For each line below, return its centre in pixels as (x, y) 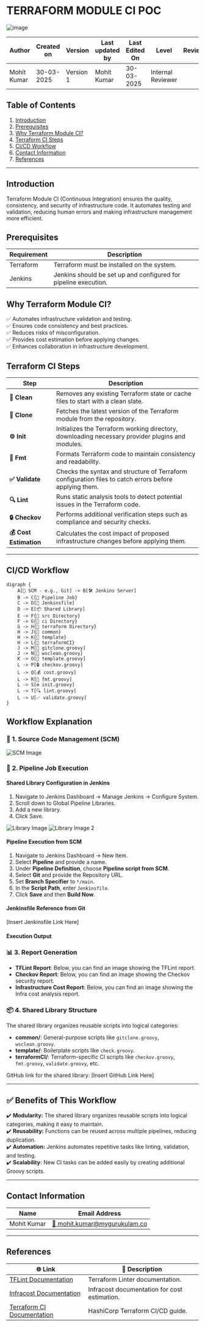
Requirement (28, 254)
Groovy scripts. (26, 1171)
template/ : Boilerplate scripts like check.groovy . (75, 1051)
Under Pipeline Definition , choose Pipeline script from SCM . (92, 868)
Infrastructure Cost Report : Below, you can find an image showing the (104, 987)
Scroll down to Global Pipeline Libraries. (65, 803)
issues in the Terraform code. (98, 504)
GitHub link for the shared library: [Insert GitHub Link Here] (80, 1075)
